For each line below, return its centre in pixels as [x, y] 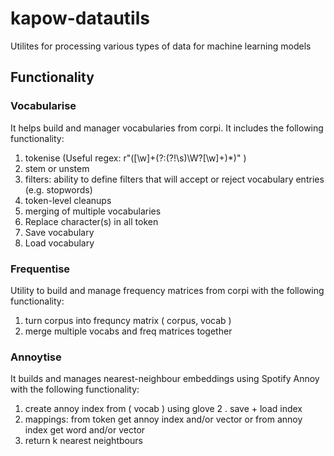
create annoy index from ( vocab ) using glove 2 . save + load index [163, 409]
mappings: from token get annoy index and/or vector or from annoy [163, 419]
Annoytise [36, 357]
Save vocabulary [59, 232]
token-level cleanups [68, 200]
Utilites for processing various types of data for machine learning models [161, 46]
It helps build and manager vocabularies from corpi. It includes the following [167, 128]
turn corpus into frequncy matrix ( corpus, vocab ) [128, 320]
